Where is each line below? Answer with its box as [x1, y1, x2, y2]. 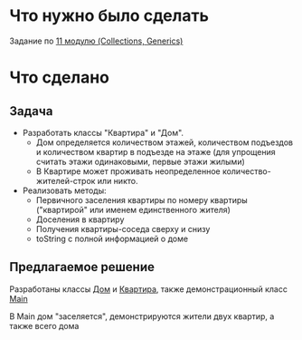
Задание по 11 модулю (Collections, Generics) [9, 35, 184, 46]
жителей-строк [35, 175, 96, 186]
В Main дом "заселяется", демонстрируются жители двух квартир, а [9, 310, 275, 322]
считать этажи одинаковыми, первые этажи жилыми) [35, 156, 246, 167]
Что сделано [9, 67, 110, 88]
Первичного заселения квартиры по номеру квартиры [35, 194, 249, 205]
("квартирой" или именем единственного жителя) [35, 204, 231, 215]
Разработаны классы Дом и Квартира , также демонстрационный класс [9, 283, 288, 295]
